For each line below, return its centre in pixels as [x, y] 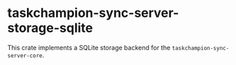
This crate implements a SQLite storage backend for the [89, 47]
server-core [25, 55]
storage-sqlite [50, 28]
